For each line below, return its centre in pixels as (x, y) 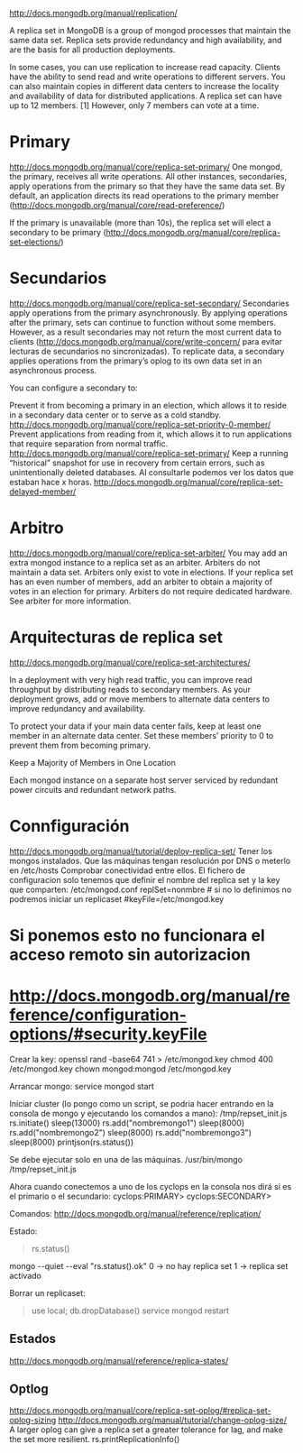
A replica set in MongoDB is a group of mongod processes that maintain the (150, 30)
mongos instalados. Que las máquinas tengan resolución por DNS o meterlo (150, 860)
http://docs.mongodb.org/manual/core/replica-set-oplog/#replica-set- (141, 1411)
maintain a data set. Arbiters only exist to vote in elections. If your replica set (151, 572)
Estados (33, 1339)
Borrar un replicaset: (47, 1292)
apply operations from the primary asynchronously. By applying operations (148, 313)
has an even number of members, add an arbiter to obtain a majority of (141, 582)
